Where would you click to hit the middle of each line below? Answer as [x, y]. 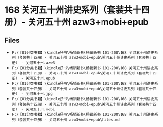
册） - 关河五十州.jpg [32, 94]
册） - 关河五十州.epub [33, 78]
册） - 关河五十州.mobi [33, 109]
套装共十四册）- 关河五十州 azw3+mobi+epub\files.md [69, 120]
